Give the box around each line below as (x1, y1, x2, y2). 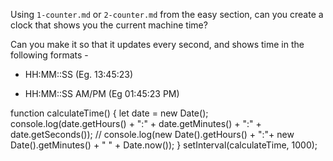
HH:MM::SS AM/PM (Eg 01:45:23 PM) (24, 88, 180, 99)
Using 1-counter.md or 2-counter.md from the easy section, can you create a (10, 9, 324, 20)
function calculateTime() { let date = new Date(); (10, 107, 209, 119)
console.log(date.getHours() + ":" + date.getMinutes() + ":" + (10, 118, 262, 129)
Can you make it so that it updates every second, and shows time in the (10, 39, 305, 50)
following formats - (10, 49, 89, 61)
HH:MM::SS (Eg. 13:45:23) (24, 69, 134, 80)
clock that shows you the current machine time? (10, 19, 208, 31)
